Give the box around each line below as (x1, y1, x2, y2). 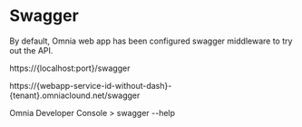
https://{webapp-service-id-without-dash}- (9, 80, 172, 91)
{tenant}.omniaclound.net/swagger (9, 90, 141, 101)
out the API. (9, 44, 54, 55)
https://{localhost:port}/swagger (9, 63, 131, 73)
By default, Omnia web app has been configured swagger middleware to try (9, 35, 293, 46)
